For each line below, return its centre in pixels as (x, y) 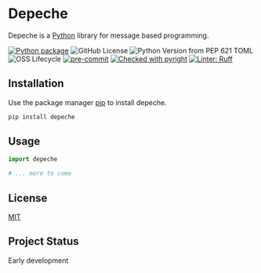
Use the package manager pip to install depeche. (87, 102)
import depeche (33, 159)
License (28, 198)
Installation (36, 84)
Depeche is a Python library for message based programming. (109, 35)
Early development (38, 260)
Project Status (44, 241)
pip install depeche (42, 117)
